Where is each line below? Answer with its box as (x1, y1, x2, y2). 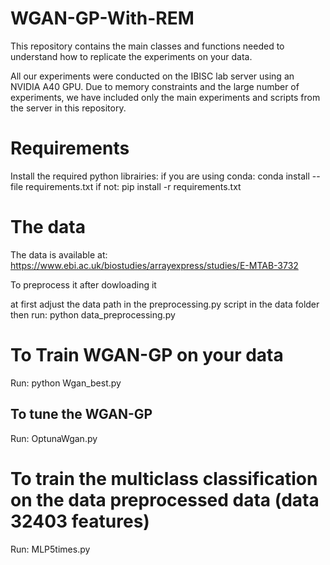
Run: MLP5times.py (10, 543, 91, 555)
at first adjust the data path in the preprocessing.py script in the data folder (10, 298, 320, 310)
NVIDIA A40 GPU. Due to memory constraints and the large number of (10, 80, 300, 92)
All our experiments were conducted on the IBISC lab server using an (10, 70, 295, 82)
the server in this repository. (10, 102, 127, 114)
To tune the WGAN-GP (10, 406, 153, 423)
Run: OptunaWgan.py (10, 432, 98, 444)
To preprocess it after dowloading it (10, 278, 157, 291)
